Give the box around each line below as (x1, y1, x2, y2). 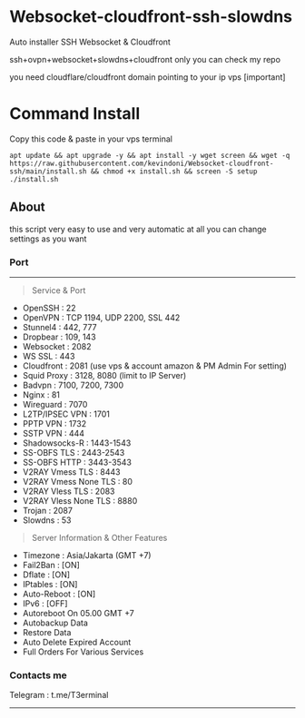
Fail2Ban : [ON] (22, 559, 80, 570)
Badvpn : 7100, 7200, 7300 (22, 379, 124, 390)
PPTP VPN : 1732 (22, 418, 87, 428)
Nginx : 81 (22, 389, 61, 400)
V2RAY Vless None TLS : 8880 (22, 495, 138, 506)
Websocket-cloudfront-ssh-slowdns (9, 6, 293, 27)
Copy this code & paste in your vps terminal (9, 133, 172, 144)
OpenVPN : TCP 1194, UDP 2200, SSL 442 (22, 311, 181, 323)
